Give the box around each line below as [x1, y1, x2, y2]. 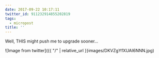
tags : [5, 16, 16, 21]
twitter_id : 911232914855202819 [5, 12, 70, 16]
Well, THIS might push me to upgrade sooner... [5, 38, 98, 44]
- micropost [9, 20, 34, 26]
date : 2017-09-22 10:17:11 [5, 7, 60, 12]
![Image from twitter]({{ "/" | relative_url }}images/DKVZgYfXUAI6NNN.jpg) [5, 48, 154, 54]
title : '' [5, 25, 25, 30]
